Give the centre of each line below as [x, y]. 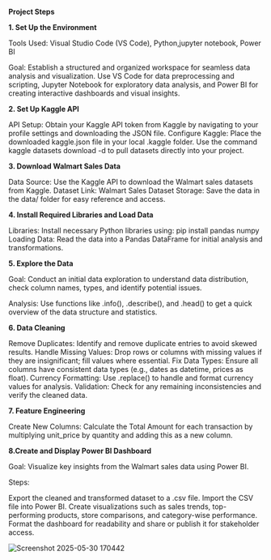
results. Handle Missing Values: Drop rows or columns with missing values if [135, 352]
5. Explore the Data [41, 263]
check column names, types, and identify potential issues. [105, 288]
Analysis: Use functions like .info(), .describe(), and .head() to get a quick [130, 304]
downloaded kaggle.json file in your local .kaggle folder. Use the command [133, 142]
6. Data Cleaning [37, 328]
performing [27, 515]
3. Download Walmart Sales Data [65, 166]
